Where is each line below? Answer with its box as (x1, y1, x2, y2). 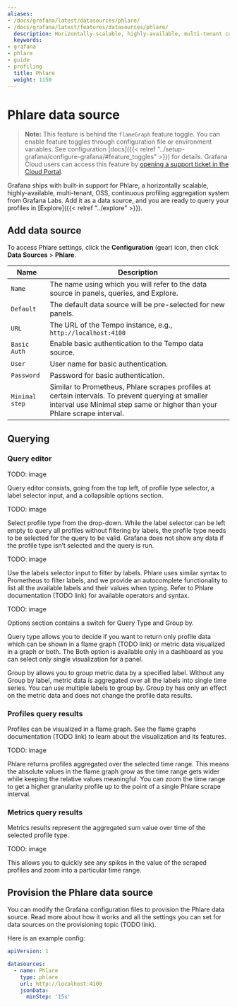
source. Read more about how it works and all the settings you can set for (7, 913, 222, 921)
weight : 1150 (13, 76, 52, 84)
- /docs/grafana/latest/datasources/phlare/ (7, 17, 140, 24)
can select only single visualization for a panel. (7, 655, 143, 663)
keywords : (13, 37, 42, 44)
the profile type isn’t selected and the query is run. (7, 541, 154, 549)
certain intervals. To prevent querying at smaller (49, 391, 208, 401)
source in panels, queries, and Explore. (49, 288, 178, 298)
